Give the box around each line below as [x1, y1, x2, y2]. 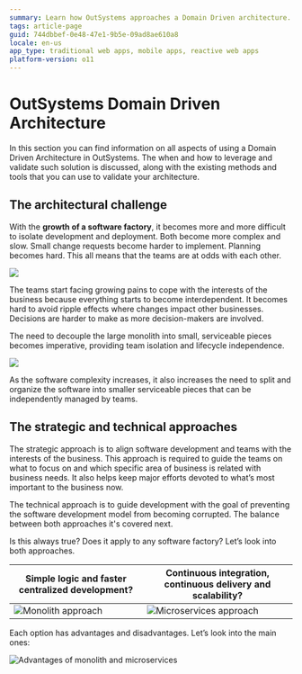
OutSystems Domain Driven [9, 94, 221, 114]
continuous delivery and [164, 578, 271, 590]
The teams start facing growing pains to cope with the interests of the [9, 284, 268, 295]
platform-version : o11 [9, 55, 94, 64]
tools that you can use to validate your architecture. [9, 171, 200, 182]
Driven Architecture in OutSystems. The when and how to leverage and [9, 152, 272, 163]
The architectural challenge [9, 197, 168, 212]
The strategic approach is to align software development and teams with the [9, 443, 292, 454]
